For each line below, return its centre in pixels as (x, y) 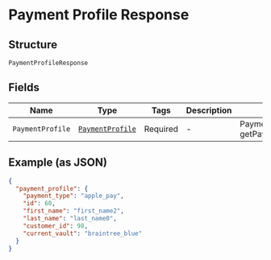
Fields (24, 87)
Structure (33, 45)
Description (209, 110)
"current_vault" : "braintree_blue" (83, 233)
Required (161, 129)
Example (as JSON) (58, 163)
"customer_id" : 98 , (56, 226)
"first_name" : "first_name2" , (74, 211)
